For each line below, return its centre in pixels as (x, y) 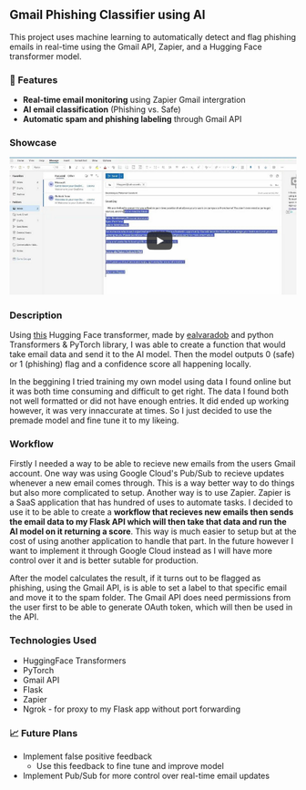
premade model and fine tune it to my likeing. (94, 421)
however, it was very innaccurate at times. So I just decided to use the (141, 411)
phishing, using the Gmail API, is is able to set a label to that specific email (148, 588)
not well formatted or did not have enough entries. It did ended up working (149, 401)
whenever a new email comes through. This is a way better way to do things (152, 483)
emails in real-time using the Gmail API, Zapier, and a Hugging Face (136, 46)
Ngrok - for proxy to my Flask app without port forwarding (132, 709)
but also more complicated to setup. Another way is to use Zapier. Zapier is (150, 493)
